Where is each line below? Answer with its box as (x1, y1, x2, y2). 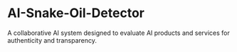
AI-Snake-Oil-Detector (7, 5, 144, 21)
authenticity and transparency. (7, 36, 98, 44)
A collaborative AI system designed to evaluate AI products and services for (7, 28, 230, 37)
